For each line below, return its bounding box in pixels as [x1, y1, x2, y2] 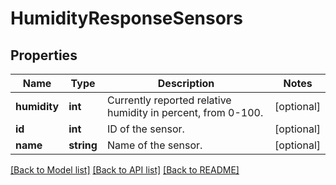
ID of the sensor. [106, 122, 185, 136]
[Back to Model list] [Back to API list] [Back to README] [10, 164, 240, 176]
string [68, 138, 98, 152]
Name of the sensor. [106, 138, 203, 152]
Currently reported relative [106, 93, 232, 107]
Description [157, 77, 215, 90]
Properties [10, 47, 78, 64]
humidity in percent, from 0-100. [106, 106, 264, 119]
